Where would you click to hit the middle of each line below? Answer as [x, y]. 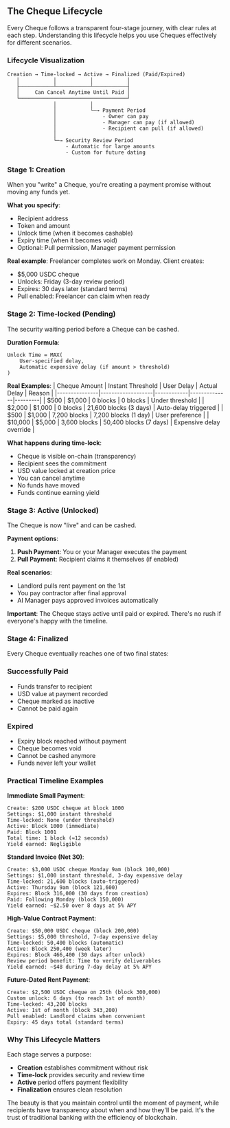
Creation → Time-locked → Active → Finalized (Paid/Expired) [96, 75]
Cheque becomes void [49, 748]
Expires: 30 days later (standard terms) [72, 289]
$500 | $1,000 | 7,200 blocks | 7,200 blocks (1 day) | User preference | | [108, 415]
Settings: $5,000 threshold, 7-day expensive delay [82, 937]
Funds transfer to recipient [55, 687]
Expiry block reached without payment [72, 741]
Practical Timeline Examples [56, 781]
